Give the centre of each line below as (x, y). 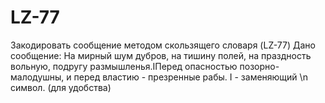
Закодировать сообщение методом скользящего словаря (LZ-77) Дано (163, 45)
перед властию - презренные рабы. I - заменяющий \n (190, 77)
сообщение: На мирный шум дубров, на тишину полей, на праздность (161, 55)
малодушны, (37, 77)
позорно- (259, 66)
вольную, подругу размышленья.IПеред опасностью (124, 66)
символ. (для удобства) (61, 87)
